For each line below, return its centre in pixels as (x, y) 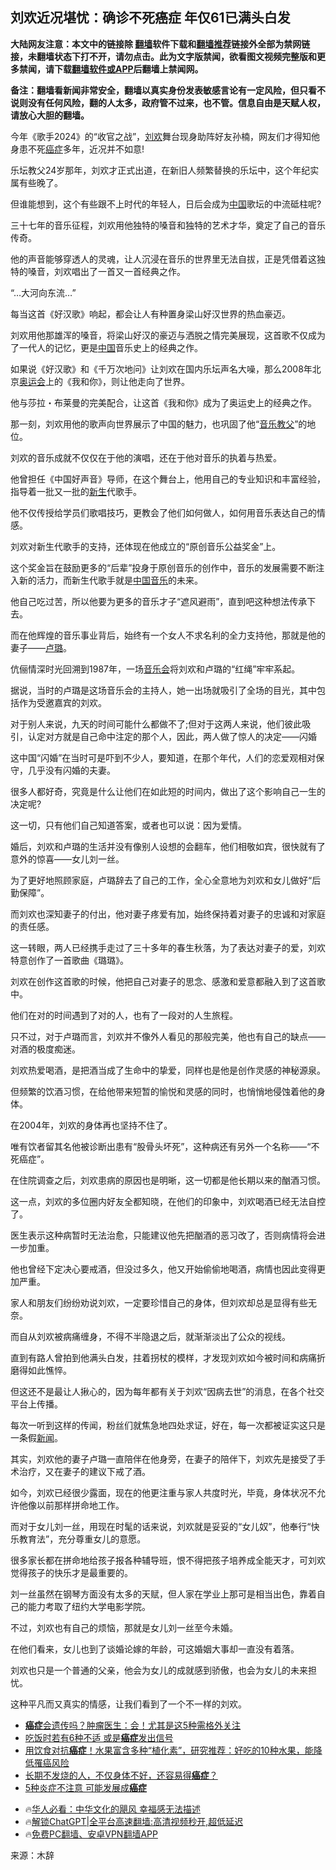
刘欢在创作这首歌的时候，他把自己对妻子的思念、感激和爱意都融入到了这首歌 (168, 981)
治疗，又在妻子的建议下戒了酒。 (84, 1471)
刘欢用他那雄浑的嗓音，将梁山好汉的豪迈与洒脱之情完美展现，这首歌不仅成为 (168, 335)
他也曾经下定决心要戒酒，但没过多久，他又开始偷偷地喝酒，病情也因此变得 (163, 1269)
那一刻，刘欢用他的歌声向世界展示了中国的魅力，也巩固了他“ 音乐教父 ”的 (159, 424)
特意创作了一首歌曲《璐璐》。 (69, 960)
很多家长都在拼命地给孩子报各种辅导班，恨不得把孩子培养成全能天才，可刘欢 (168, 1560)
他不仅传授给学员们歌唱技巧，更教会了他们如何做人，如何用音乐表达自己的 (163, 512)
